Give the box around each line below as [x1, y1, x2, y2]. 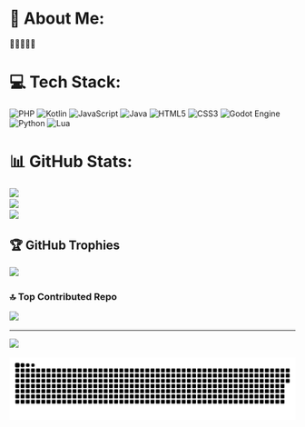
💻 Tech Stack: [9, 72, 122, 93]
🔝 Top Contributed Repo [9, 290, 118, 303]
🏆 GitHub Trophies [9, 238, 121, 253]
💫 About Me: [9, 8, 105, 29]
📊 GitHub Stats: [9, 152, 133, 172]
